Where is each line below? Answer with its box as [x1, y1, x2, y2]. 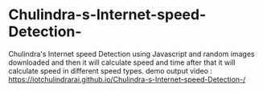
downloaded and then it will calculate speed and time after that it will [8, 58, 236, 67]
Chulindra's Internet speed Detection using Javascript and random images [8, 49, 255, 58]
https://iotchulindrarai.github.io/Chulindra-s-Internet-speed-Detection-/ [8, 74, 246, 84]
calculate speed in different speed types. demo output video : [8, 66, 213, 75]
